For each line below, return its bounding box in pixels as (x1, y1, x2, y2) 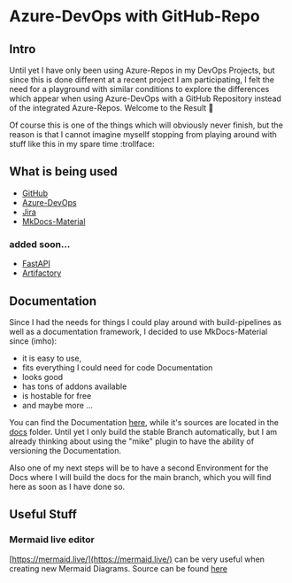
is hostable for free (21, 390, 92, 400)
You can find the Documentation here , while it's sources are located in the (9, 416, 279, 427)
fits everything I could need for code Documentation (21, 361, 213, 373)
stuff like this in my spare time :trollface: (9, 139, 155, 149)
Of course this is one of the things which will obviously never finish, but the (9, 120, 283, 130)
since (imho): (9, 335, 58, 346)
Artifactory (21, 268, 62, 278)
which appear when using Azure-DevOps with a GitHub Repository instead (9, 93, 281, 104)
